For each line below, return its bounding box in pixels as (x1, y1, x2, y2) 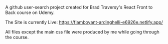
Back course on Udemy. (5, 9, 55, 15)
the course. (5, 34, 29, 40)
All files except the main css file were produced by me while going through (5, 29, 159, 34)
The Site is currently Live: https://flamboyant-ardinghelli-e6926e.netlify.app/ (5, 19, 163, 25)
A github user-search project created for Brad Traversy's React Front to (5, 4, 153, 10)
